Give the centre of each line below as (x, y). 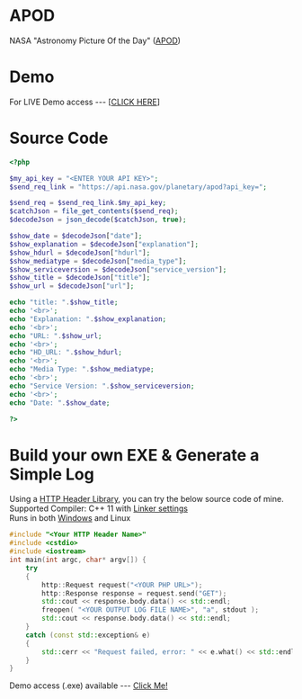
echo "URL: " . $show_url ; (56, 336)
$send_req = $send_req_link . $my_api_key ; (88, 203)
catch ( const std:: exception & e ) (88, 635)
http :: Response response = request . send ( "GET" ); (134, 593)
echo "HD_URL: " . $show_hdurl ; (66, 353)
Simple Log (52, 474)
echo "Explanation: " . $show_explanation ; (88, 319)
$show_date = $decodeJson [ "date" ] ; (76, 236)
